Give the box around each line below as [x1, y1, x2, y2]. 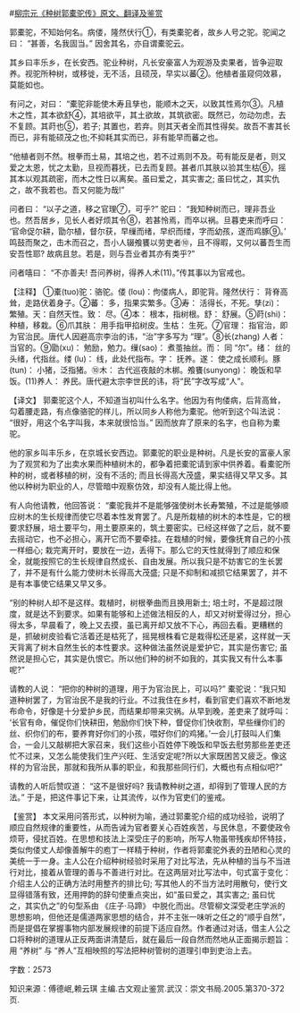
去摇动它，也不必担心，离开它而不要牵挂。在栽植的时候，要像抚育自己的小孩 [9, 533, 291, 544]
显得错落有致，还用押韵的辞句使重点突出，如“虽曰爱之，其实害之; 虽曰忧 [9, 890, 276, 899]
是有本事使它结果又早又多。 [9, 578, 112, 589]
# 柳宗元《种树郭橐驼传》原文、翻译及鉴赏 [9, 8, 163, 18]
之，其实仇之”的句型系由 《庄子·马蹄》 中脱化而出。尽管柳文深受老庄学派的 [9, 900, 286, 911]
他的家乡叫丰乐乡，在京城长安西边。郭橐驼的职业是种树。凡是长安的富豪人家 [9, 447, 291, 458]
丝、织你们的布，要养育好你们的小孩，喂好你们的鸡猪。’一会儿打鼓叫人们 [9, 728, 274, 738]
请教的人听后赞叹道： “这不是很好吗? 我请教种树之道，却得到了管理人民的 [9, 781, 279, 791]
